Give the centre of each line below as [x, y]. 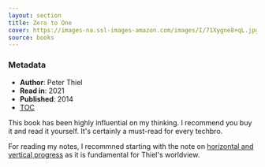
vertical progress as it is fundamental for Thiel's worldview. [104, 154]
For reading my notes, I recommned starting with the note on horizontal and [131, 146]
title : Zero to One [40, 23]
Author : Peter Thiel [51, 82]
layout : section [35, 15]
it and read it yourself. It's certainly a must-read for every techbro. [116, 131]
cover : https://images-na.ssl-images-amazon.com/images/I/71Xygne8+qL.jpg [134, 30]
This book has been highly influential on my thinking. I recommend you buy [130, 122]
